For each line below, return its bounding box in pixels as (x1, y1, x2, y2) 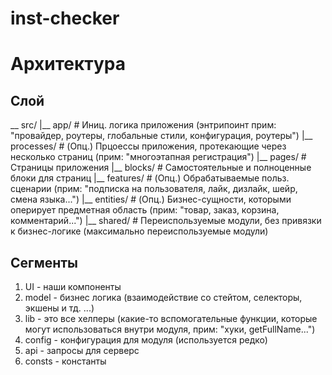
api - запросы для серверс (24, 345, 140, 356)
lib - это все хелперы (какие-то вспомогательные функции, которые (24, 313, 318, 324)
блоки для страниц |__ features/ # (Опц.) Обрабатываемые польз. (10, 172, 290, 184)
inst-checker (10, 7, 120, 30)
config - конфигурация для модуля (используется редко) (24, 334, 268, 346)
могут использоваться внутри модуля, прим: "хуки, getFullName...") (24, 323, 316, 335)
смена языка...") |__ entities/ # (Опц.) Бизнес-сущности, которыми (10, 193, 292, 206)
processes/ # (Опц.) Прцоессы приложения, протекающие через (10, 140, 287, 152)
